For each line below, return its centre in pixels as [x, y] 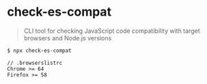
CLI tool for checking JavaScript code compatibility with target [112, 31]
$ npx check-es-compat [39, 51]
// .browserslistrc [35, 63]
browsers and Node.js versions [68, 38]
